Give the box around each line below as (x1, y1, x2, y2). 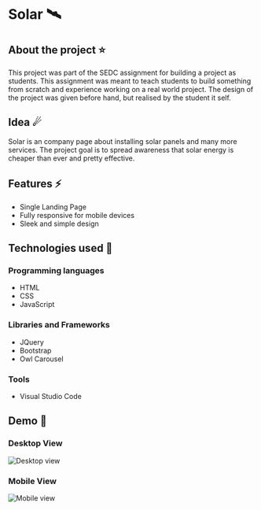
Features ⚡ (8, 177, 62, 190)
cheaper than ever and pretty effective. (8, 153, 135, 163)
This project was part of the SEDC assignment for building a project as (8, 68, 237, 77)
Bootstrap (19, 346, 52, 355)
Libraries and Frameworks (8, 320, 110, 331)
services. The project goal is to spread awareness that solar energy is (8, 145, 234, 154)
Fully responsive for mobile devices (19, 210, 135, 220)
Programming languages (8, 264, 105, 275)
